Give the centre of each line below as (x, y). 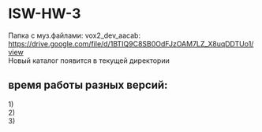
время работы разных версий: (88, 85)
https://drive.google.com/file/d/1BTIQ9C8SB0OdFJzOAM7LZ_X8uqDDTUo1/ (131, 43)
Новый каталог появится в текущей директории (89, 60)
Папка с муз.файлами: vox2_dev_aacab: (74, 35)
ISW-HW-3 (45, 14)
